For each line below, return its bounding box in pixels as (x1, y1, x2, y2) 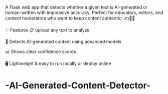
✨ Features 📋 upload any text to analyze (5, 27, 90, 33)
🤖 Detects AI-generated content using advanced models (5, 38, 122, 44)
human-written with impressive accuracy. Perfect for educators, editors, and (5, 9, 163, 15)
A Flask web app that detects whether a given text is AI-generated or (5, 4, 148, 10)
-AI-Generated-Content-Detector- (5, 80, 151, 91)
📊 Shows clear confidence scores (5, 48, 76, 54)
